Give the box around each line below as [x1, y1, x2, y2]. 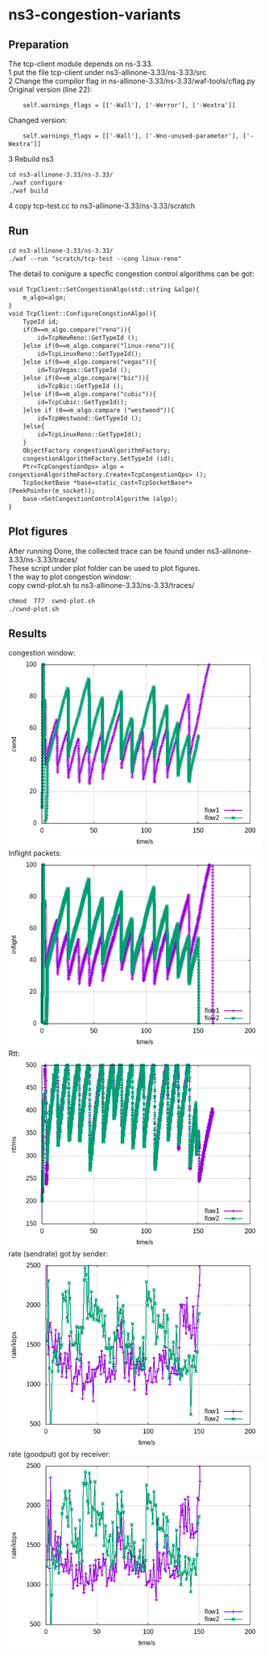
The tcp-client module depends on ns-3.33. [8, 59, 153, 68]
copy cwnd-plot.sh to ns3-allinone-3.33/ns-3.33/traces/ [8, 580, 195, 590]
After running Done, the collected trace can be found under [8, 546, 205, 556]
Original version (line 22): [8, 85, 93, 94]
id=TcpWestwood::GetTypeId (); [37, 414, 143, 422]
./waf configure [8, 179, 63, 187]
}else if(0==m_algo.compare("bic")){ [23, 374, 150, 382]
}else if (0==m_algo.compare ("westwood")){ [23, 406, 175, 414]
